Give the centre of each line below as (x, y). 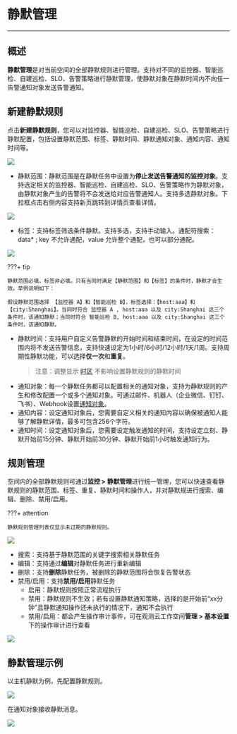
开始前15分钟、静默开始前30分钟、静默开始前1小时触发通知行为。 (119, 439)
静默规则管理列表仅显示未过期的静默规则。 (60, 527)
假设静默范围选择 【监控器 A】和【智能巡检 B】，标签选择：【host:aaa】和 (101, 302)
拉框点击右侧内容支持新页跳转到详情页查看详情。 (89, 202)
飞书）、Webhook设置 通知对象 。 (64, 403)
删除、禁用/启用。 (45, 499)
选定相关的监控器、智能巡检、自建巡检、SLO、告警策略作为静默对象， (126, 185)
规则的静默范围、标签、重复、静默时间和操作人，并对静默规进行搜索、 (115, 490)
